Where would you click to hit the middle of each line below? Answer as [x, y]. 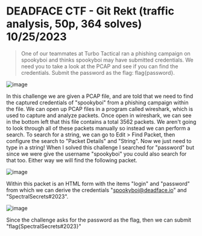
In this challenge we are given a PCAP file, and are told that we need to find [100, 96]
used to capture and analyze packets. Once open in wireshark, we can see [99, 115]
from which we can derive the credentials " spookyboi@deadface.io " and [96, 190]
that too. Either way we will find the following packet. [72, 160]
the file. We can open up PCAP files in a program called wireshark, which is [100, 109]
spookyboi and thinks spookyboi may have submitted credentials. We [107, 60]
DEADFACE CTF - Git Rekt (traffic [90, 11]
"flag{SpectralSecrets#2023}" [44, 226]
